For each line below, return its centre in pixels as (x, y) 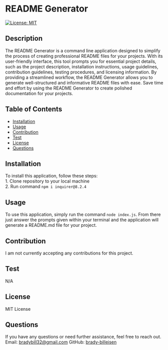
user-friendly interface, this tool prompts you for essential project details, (81, 61)
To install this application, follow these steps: (51, 176)
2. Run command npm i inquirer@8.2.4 (46, 187)
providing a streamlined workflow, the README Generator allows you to (79, 77)
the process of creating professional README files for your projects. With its (84, 56)
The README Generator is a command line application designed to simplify (83, 50)
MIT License (18, 309)
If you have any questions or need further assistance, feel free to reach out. (83, 337)
